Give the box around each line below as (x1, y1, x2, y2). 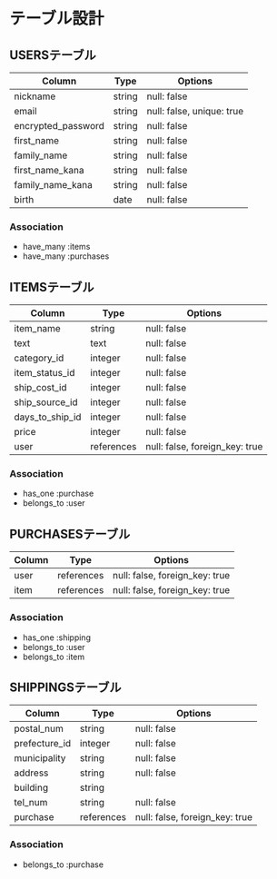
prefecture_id (14, 737, 72, 750)
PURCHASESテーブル (9, 526, 131, 541)
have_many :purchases (22, 251, 110, 262)
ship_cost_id (14, 381, 67, 394)
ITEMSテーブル (9, 279, 94, 295)
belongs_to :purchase (22, 859, 104, 870)
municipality (14, 752, 66, 765)
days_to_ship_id (14, 410, 82, 423)
